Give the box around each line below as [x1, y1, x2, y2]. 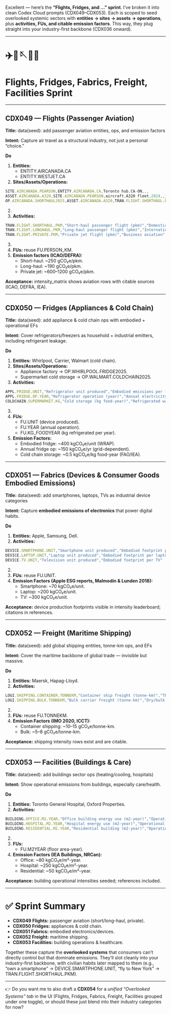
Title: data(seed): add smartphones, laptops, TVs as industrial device [5, 492, 151, 498]
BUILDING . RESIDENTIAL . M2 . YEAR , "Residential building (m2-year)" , [5, 826, 147, 831]
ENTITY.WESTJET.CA [20, 173, 66, 179]
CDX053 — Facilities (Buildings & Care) [5, 758, 131, 767]
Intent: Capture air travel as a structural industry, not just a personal [5, 137, 148, 143]
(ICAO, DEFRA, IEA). [5, 284, 47, 290]
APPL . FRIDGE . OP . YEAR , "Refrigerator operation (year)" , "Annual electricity [5, 394, 167, 399]
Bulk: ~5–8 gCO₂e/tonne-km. [20, 729, 81, 735]
